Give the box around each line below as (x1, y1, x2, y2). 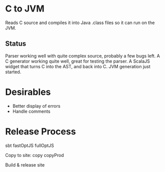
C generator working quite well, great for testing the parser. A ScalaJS (5, 58, 150, 64)
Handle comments (12, 108, 51, 114)
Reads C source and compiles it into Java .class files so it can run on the (5, 20, 155, 26)
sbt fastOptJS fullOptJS (5, 142, 54, 148)
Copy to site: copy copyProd (5, 152, 64, 158)
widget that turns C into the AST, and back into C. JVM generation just (5, 63, 150, 69)
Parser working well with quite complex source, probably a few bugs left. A (5, 53, 160, 59)
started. (5, 69, 22, 75)
